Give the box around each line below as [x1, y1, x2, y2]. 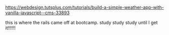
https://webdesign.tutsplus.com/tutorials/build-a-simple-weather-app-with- [5, 5, 164, 10]
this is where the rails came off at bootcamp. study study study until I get [5, 20, 158, 25]
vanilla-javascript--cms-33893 [5, 10, 70, 16]
